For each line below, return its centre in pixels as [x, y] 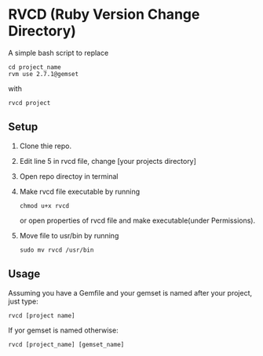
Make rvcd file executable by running [80, 191]
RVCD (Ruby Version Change [104, 15]
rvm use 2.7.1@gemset [44, 74]
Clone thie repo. [46, 146]
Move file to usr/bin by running [69, 235]
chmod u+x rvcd [44, 205]
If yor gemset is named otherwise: [64, 330]
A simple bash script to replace [58, 53]
